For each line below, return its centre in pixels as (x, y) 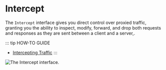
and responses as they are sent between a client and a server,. (70, 33)
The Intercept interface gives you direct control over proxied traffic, (76, 22)
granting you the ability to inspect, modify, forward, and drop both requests (83, 27)
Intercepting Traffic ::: (35, 52)
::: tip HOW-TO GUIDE (28, 42)
